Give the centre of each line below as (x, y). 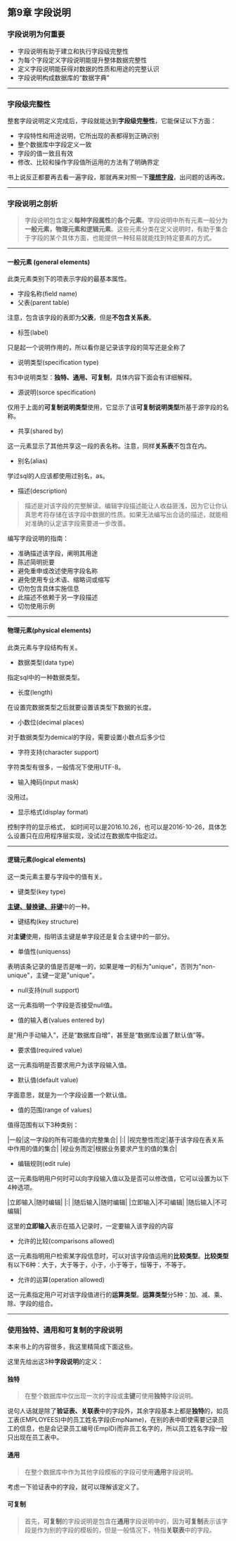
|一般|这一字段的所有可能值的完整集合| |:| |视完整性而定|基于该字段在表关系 (116, 1140)
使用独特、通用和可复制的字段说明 (65, 1330)
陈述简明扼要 (36, 562)
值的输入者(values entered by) (61, 1020)
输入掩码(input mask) (48, 782)
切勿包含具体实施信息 (48, 589)
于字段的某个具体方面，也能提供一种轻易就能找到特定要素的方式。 (120, 238)
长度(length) (35, 692)
